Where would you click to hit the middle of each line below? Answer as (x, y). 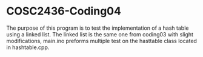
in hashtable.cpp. (28, 47)
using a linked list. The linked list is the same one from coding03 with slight (100, 34)
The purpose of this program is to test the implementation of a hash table (98, 28)
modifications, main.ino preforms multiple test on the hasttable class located (101, 41)
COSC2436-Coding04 (64, 11)
